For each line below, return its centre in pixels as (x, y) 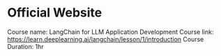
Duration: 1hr (25, 46)
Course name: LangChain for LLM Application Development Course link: (110, 32)
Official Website (55, 13)
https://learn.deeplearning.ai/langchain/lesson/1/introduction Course (106, 39)
